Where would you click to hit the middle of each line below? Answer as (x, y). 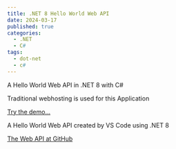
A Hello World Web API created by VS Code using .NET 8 (88, 125)
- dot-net (27, 59)
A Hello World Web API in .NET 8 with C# (66, 85)
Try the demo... (29, 112)
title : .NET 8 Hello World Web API (58, 14)
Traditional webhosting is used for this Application (78, 98)
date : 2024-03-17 (32, 20)
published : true (30, 26)
